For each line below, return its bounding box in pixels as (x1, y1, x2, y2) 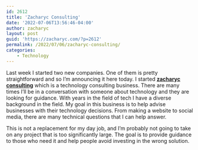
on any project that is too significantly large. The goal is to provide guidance (6, 131, 192, 138)
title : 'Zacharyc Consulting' (6, 14, 81, 20)
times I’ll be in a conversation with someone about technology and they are (6, 88, 190, 95)
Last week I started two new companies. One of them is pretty (6, 69, 158, 76)
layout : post (6, 31, 39, 37)
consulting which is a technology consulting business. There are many (6, 81, 180, 89)
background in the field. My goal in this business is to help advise (6, 100, 166, 107)
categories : (6, 47, 36, 53)
